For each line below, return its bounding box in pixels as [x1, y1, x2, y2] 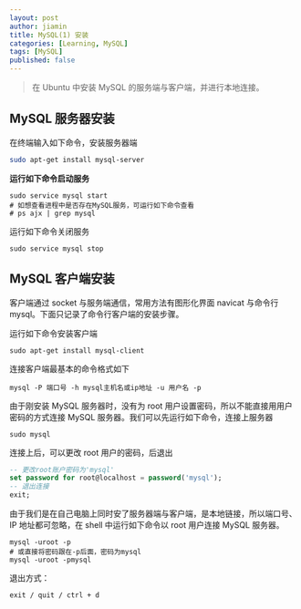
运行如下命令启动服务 [9, 172, 89, 183]
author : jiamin [9, 22, 67, 31]
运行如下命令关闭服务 [9, 225, 89, 237]
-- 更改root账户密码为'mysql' [9, 465, 115, 474]
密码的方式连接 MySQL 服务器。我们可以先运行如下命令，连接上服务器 [9, 411, 274, 422]
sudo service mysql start [9, 191, 108, 201]
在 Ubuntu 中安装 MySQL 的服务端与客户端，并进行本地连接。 [31, 82, 265, 92]
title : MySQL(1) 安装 [9, 30, 89, 39]
